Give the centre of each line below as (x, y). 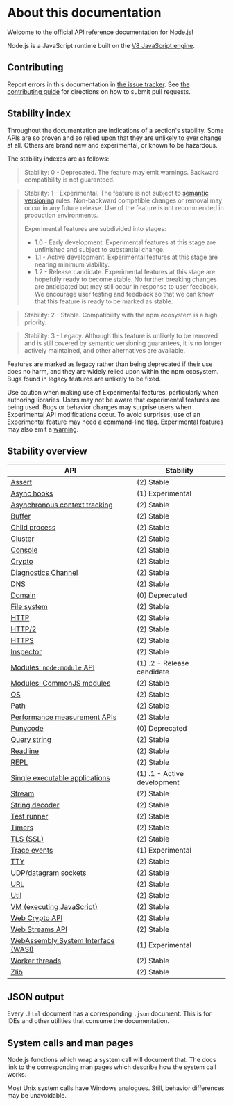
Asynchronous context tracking (62, 505)
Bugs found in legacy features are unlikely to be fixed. (84, 379)
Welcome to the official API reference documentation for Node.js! (101, 32)
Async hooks (32, 493)
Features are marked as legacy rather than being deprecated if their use (110, 364)
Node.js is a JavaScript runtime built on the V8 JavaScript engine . (101, 45)
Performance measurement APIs (64, 717)
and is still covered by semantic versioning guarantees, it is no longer (123, 343)
